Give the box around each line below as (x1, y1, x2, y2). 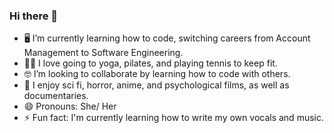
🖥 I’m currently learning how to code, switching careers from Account (23, 32, 311, 44)
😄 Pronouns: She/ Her (23, 100, 117, 113)
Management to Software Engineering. (23, 47, 184, 59)
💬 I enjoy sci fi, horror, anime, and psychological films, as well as (23, 79, 290, 91)
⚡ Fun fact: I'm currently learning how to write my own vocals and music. (23, 112, 324, 124)
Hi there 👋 (9, 9, 59, 23)
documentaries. (23, 90, 89, 102)
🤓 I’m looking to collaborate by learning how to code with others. (23, 68, 291, 80)
